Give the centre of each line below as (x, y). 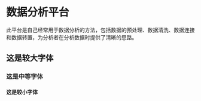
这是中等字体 (25, 76)
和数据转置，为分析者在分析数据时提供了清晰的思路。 (72, 37)
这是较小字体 (22, 92)
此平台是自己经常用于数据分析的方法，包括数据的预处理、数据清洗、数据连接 (100, 30)
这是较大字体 (30, 58)
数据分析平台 (38, 12)
